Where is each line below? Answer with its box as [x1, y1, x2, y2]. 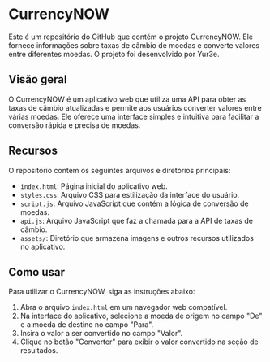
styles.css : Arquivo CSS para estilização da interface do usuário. [19, 190, 240, 199]
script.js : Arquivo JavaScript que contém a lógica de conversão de [19, 198, 249, 208]
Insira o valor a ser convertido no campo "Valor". [19, 329, 183, 338]
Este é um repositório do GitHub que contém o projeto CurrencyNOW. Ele [8, 32, 254, 41]
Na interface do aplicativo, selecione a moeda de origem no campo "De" [19, 311, 263, 321]
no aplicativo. [19, 242, 66, 251]
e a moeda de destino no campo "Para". [19, 320, 154, 329]
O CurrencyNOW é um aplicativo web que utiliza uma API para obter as [8, 94, 246, 104]
